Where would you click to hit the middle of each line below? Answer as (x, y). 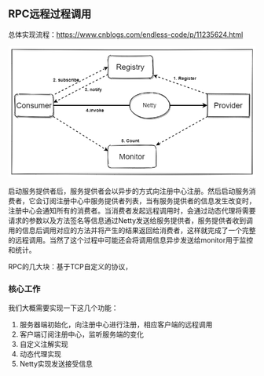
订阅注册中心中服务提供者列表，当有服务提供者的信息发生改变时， (149, 201)
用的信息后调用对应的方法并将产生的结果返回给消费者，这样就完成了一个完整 (132, 231)
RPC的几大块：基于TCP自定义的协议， (70, 267)
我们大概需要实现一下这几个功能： (63, 308)
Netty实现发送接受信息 (56, 363)
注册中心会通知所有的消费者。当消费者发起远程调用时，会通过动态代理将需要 (132, 211)
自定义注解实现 (44, 344)
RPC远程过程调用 (50, 14)
